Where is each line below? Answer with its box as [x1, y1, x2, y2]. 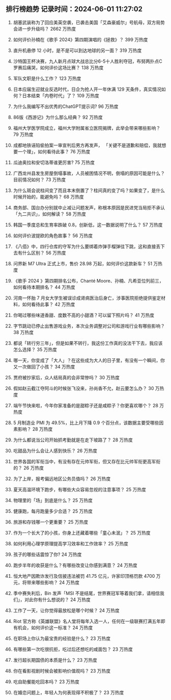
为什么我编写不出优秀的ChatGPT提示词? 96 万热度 [13, 103, 119, 109]
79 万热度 [13, 131, 34, 137]
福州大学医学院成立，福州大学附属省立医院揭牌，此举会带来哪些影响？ [13, 125, 161, 131]
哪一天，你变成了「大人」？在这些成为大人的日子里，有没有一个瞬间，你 [13, 357, 165, 363]
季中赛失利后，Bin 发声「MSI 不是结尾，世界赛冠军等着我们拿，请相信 [13, 590, 160, 596]
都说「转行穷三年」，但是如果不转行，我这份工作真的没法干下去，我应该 [13, 340, 163, 346]
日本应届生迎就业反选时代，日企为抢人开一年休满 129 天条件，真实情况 [13, 86, 162, 92]
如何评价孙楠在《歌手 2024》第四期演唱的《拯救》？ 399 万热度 [13, 36, 148, 42]
